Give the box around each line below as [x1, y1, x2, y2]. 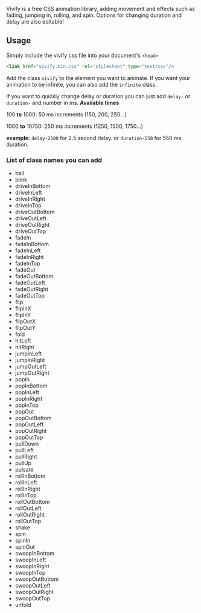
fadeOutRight [14, 285, 48, 293]
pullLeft [14, 446, 34, 454]
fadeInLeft [14, 247, 41, 254]
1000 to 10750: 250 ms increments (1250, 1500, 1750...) [6, 122, 144, 130]
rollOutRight [14, 511, 45, 518]
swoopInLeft [14, 556, 46, 563]
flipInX [14, 304, 31, 312]
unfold [14, 601, 31, 608]
